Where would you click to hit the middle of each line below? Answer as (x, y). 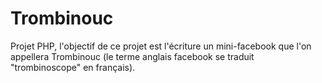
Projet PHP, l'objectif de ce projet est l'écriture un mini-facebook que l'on (161, 46)
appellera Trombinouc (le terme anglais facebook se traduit (132, 56)
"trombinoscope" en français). (73, 67)
